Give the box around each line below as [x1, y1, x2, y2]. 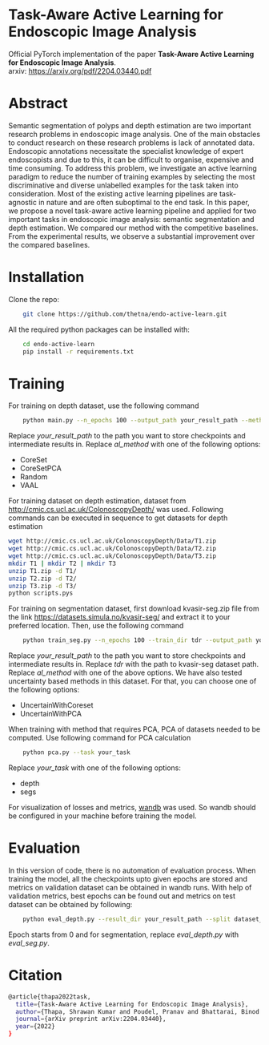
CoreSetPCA [19, 463, 62, 474]
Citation [8, 966, 62, 984]
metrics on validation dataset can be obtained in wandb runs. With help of [8, 882, 252, 892]
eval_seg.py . [8, 938, 50, 947]
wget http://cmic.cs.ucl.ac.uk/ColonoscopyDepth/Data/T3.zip [8, 552, 217, 560]
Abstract [8, 95, 68, 113]
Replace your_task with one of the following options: [8, 763, 182, 773]
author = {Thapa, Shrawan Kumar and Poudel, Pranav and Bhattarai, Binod [15, 1007, 260, 1015]
